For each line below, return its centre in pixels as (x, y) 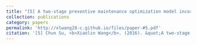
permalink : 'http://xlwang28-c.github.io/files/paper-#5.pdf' (84, 28)
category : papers (27, 22)
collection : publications (38, 17)
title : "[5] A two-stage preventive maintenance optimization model (91, 11)
